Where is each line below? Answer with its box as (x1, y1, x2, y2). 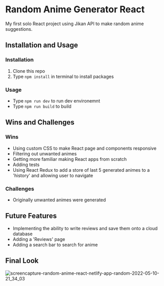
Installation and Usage (5, 41, 78, 50)
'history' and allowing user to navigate (12, 172, 93, 178)
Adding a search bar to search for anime (12, 241, 98, 248)
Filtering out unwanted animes (12, 150, 77, 157)
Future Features (5, 212, 57, 220)
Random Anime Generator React (5, 4, 145, 15)
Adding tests (12, 161, 40, 168)
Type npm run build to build (12, 103, 72, 109)
